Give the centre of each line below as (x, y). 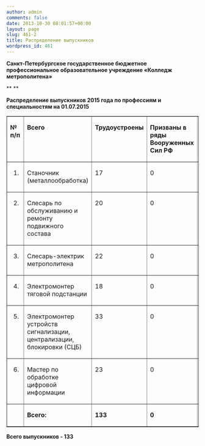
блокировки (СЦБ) (55, 347)
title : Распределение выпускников (50, 40)
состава (39, 233)
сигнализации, (49, 332)
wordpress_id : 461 (30, 46)
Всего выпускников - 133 (40, 436)
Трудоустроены (119, 127)
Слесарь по (45, 203)
